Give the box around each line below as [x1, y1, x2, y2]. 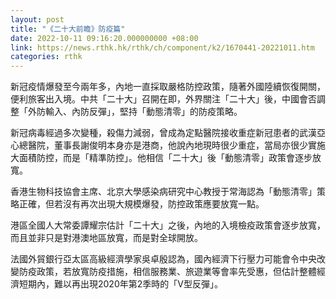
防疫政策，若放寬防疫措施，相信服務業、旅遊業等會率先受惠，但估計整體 [18, 266, 317, 278]
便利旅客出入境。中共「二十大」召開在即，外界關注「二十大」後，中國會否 [10, 93, 317, 105]
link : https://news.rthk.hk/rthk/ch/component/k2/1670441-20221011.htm [10, 42, 315, 53]
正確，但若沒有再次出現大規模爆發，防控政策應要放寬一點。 [18, 198, 265, 210]
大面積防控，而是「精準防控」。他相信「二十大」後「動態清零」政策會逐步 [10, 152, 313, 164]
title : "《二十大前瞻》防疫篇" [10, 24, 126, 34]
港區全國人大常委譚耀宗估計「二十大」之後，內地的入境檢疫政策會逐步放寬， [10, 219, 326, 231]
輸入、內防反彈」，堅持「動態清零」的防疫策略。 [44, 106, 243, 118]
